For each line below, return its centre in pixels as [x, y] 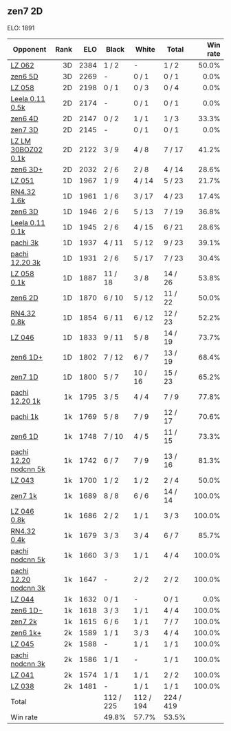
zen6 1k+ [26, 632]
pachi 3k [25, 243]
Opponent [30, 49]
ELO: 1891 [21, 28]
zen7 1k [24, 495]
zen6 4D [24, 119]
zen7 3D [24, 130]
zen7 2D [25, 11]
